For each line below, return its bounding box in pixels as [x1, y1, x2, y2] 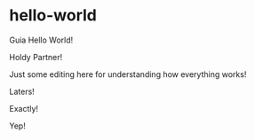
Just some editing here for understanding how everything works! [9, 68, 247, 80]
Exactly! [9, 103, 38, 113]
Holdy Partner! [9, 51, 63, 62]
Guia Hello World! [9, 35, 74, 45]
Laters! [9, 86, 36, 97]
